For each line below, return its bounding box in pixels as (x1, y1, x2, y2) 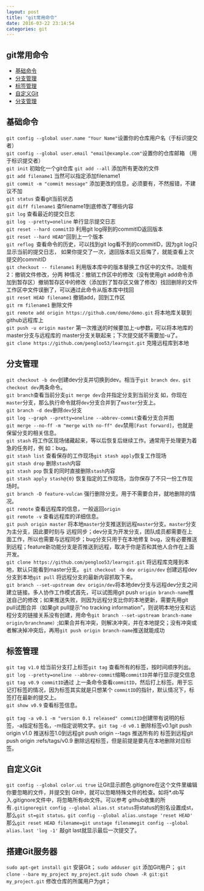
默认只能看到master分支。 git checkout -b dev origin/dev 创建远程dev (16, 565, 197, 573)
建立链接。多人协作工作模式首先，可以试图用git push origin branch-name (6, 589, 189, 596)
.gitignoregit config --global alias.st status (12, 805, 135, 811)
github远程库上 (6, 316, 44, 324)
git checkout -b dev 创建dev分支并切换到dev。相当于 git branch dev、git (6, 376, 191, 383)
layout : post (6, 9, 39, 15)
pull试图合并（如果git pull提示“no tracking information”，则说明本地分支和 (6, 604, 191, 611)
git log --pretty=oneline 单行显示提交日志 (6, 217, 116, 225)
